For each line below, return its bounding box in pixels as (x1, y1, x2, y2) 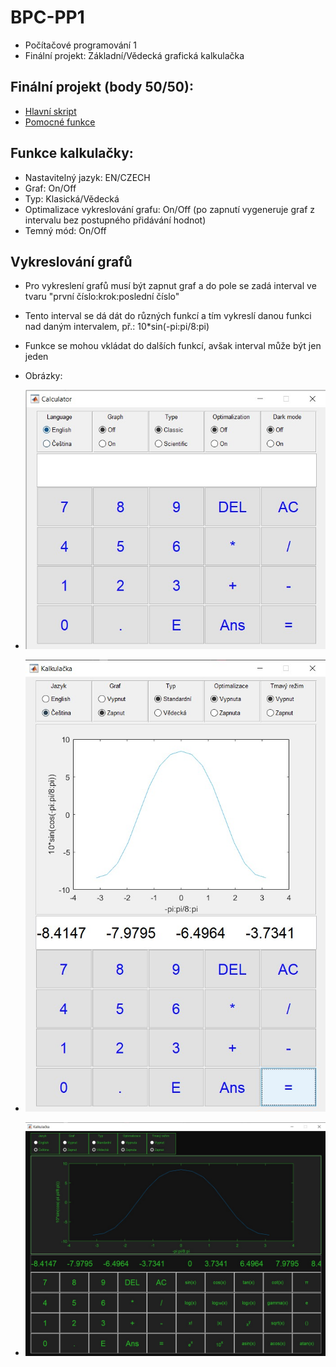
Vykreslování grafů (10, 253, 133, 270)
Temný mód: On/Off (24, 224, 107, 236)
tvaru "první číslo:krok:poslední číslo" (24, 291, 180, 303)
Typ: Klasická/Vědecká (24, 192, 120, 205)
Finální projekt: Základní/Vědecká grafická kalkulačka (24, 49, 245, 61)
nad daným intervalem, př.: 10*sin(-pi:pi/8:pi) (24, 321, 210, 333)
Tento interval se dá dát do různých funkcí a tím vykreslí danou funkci (24, 310, 312, 322)
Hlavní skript (24, 105, 77, 117)
